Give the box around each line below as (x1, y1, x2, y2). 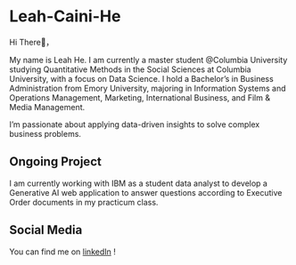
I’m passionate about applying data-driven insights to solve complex (9, 118, 260, 130)
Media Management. (9, 101, 86, 112)
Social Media (9, 222, 83, 237)
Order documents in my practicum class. (9, 197, 159, 207)
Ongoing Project (9, 154, 103, 170)
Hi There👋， (9, 36, 54, 47)
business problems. (9, 128, 82, 139)
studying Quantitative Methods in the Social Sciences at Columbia (9, 64, 251, 75)
